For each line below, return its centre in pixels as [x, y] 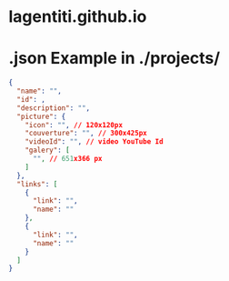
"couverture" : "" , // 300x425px [86, 134]
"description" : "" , [54, 108]
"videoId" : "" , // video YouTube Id [95, 142]
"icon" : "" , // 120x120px [74, 125]
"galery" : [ [47, 151]
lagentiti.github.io [78, 17]
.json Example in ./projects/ [114, 59]
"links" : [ [37, 184]
